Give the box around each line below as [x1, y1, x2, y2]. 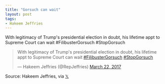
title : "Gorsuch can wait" [5, 7, 61, 12]
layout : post [5, 12, 32, 17]
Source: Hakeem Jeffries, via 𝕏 [5, 73, 69, 79]
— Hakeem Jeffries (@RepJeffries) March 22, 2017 [17, 64, 122, 70]
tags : [5, 16, 16, 21]
